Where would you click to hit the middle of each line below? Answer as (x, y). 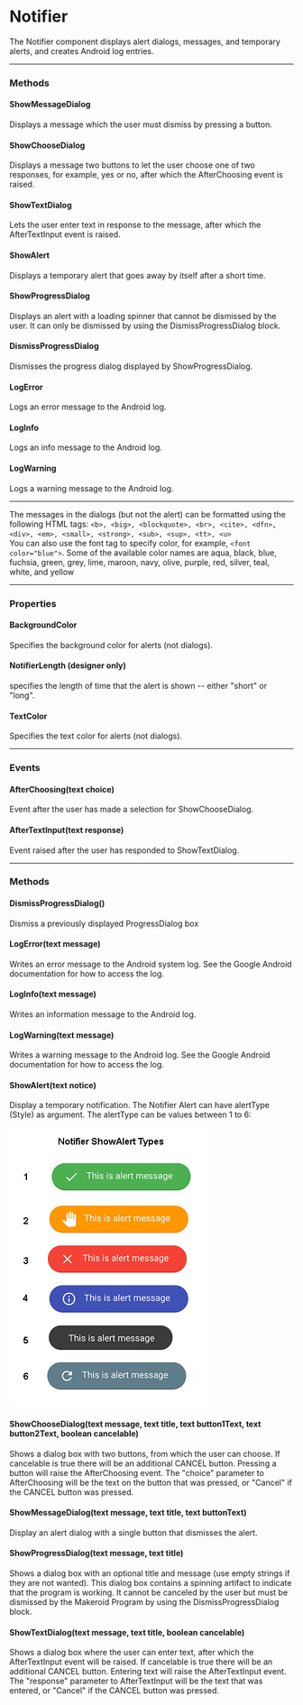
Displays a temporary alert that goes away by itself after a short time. (138, 275)
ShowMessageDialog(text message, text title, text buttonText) (128, 1513)
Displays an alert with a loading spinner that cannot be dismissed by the (143, 316)
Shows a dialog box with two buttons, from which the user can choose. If (145, 1453)
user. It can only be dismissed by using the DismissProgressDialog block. (145, 325)
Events (25, 768)
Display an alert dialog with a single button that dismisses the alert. (133, 1532)
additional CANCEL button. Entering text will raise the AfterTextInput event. (148, 1672)
